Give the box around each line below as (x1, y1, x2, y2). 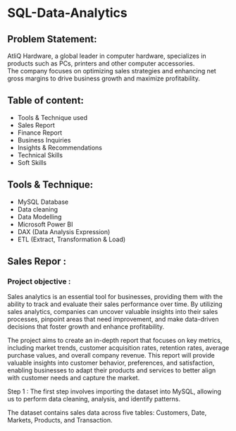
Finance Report (17, 128, 62, 137)
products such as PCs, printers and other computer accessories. (7, 59, 195, 68)
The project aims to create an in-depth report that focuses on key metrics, (7, 336, 223, 345)
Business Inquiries (17, 135, 71, 144)
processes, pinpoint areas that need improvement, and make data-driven (7, 315, 219, 324)
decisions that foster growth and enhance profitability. (7, 322, 165, 331)
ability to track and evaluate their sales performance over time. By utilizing (7, 300, 223, 308)
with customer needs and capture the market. (7, 374, 140, 382)
